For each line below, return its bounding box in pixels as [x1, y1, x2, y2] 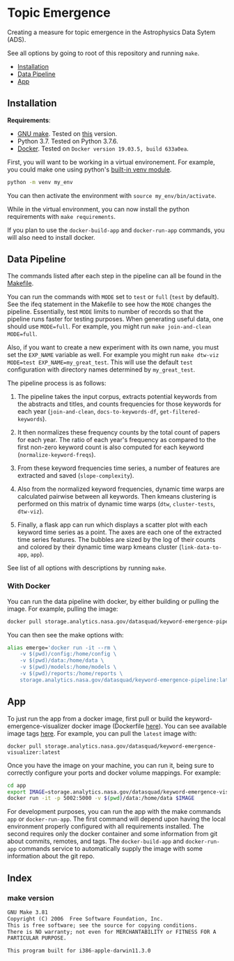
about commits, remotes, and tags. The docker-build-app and [7, 837, 185, 845]
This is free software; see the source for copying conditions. [7, 922, 198, 929]
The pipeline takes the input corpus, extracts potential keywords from [17, 393, 217, 401]
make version [7, 893, 54, 902]
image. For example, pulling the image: [7, 605, 118, 613]
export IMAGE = [7, 788, 49, 796]
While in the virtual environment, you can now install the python [7, 204, 190, 213]
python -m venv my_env [7, 179, 73, 186]
